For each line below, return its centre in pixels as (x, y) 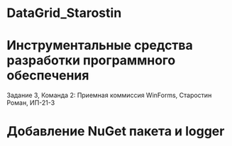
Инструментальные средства (100, 46)
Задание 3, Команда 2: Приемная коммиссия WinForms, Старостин (109, 95)
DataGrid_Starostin (64, 13)
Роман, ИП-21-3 (31, 103)
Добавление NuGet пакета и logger (116, 131)
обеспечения (48, 75)
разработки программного (91, 61)
